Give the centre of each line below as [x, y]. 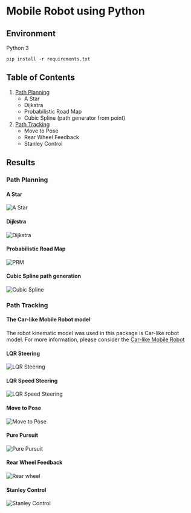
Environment [31, 34]
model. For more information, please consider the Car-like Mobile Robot [95, 339]
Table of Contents [41, 78]
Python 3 [18, 48]
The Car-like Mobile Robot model [48, 319]
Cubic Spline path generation [44, 276]
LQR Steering [23, 353]
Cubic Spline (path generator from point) [75, 118]
